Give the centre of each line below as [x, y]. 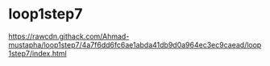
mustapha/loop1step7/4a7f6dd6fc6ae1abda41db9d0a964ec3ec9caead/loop [135, 44]
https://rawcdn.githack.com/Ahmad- [69, 36]
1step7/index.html [37, 53]
